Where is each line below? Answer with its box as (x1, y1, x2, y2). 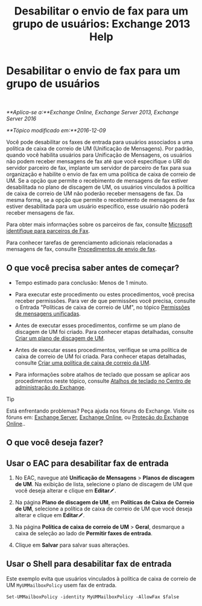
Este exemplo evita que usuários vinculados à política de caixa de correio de (6, 575, 197, 582)
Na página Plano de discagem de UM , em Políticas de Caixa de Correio (14, 498, 195, 506)
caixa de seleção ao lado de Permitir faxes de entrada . (14, 529, 153, 536)
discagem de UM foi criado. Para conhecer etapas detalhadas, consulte (14, 328, 194, 335)
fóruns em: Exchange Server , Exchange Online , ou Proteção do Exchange (6, 413, 189, 421)
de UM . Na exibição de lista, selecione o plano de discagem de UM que (14, 480, 193, 487)
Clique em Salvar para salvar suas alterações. (14, 541, 130, 549)
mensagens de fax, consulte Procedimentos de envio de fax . (6, 245, 157, 252)
